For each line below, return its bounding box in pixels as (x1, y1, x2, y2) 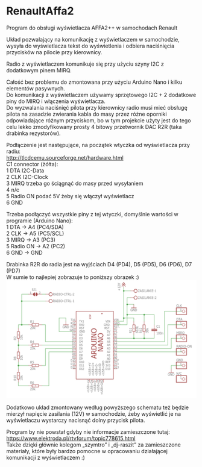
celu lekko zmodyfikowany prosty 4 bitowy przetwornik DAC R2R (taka (6, 123, 182, 130)
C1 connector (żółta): (6, 160, 58, 168)
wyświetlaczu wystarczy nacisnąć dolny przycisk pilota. (6, 416, 145, 424)
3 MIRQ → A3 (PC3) (6, 236, 56, 243)
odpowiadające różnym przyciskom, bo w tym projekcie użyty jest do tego (6, 116, 191, 124)
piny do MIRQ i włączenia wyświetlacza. (6, 98, 106, 105)
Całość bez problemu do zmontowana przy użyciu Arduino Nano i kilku (6, 78, 183, 86)
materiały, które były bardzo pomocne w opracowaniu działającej (6, 447, 168, 454)
